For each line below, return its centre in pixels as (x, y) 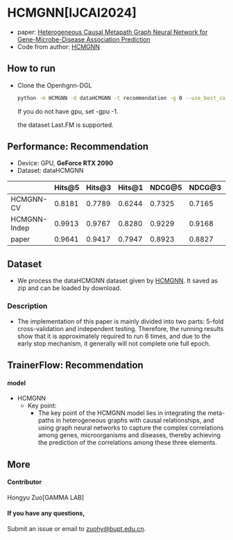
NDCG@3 (205, 187)
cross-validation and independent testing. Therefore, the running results (120, 328)
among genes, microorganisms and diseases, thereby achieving (129, 435)
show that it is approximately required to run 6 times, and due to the (114, 336)
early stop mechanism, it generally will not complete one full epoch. (114, 343)
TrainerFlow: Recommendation (75, 365)
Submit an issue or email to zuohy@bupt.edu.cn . (77, 528)
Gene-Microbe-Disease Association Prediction (84, 39)
